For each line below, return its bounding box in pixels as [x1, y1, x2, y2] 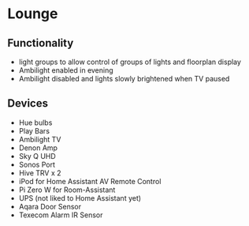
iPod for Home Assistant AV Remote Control [18, 176, 162, 186]
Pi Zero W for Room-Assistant [18, 185, 116, 194]
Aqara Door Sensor [18, 202, 82, 211]
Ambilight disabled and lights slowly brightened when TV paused [18, 74, 230, 83]
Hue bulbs [18, 118, 53, 127]
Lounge [7, 5, 58, 23]
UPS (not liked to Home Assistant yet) [18, 193, 142, 202]
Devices [7, 96, 49, 111]
